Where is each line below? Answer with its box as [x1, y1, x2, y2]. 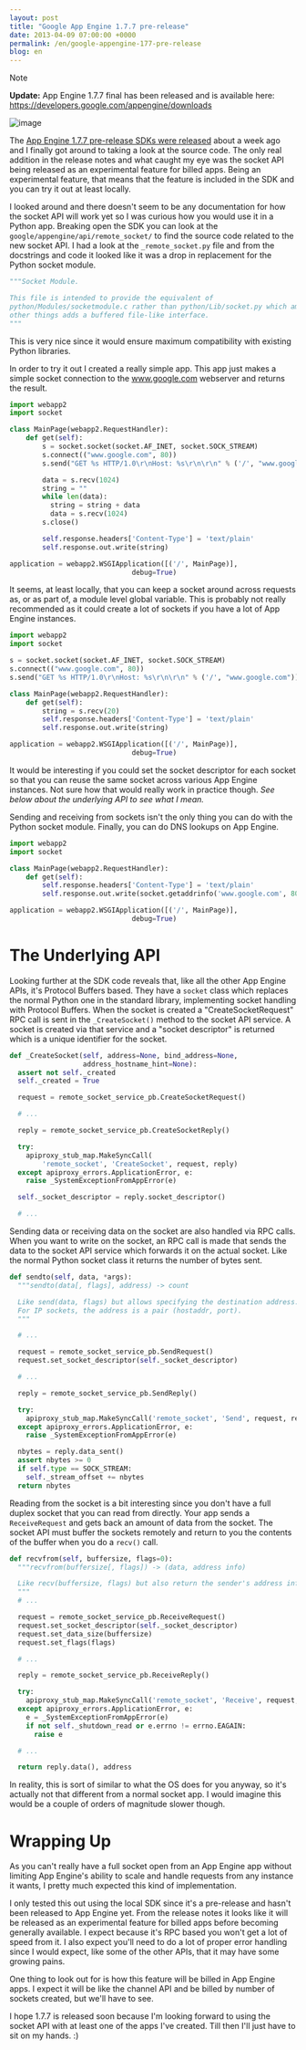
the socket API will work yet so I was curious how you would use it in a [9, 211, 274, 222]
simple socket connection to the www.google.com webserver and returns [9, 372, 285, 383]
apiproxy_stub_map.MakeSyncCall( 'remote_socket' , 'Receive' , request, [25, 1696, 300, 1705]
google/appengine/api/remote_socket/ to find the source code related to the [9, 230, 294, 242]
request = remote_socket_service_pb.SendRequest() [17, 1347, 214, 1356]
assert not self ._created [17, 1068, 117, 1077]
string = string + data [49, 501, 141, 510]
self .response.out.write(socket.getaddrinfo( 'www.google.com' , [42, 889, 287, 899]
